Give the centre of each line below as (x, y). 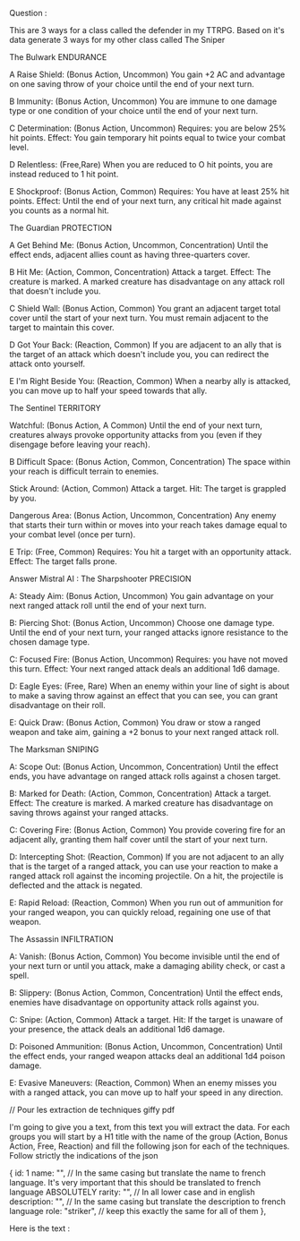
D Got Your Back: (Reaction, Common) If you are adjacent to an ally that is (146, 345)
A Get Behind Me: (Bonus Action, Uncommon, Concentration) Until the (139, 245)
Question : (28, 13)
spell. (19, 976)
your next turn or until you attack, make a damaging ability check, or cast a (147, 966)
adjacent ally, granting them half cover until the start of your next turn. (139, 839)
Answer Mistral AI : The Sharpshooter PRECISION (100, 578)
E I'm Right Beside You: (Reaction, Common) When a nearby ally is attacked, (150, 381)
